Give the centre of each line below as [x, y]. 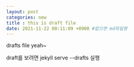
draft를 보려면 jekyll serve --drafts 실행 [53, 58]
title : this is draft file [41, 23]
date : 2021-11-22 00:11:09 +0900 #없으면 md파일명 [67, 28]
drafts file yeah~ [26, 45]
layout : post [22, 12]
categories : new [26, 17]
